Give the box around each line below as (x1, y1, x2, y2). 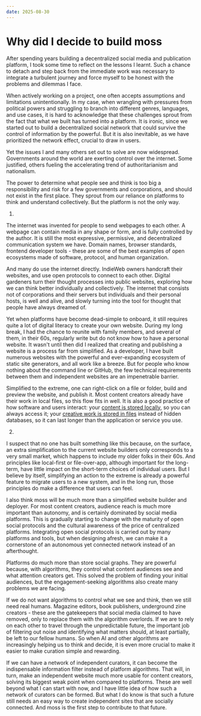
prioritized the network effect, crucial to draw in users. (6, 137, 141, 144)
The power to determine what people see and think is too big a (6, 179, 161, 187)
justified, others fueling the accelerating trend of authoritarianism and (6, 161, 178, 168)
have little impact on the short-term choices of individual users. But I (20, 465, 190, 472)
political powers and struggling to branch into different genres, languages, (6, 105, 190, 112)
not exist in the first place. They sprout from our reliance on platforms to (6, 192, 185, 199)
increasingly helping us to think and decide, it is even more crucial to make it (6, 641, 196, 648)
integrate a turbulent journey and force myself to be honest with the (6, 73, 174, 81)
